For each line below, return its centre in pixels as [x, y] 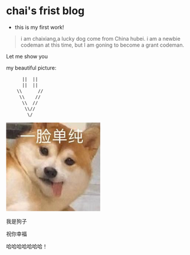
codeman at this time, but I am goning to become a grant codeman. [102, 45]
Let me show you [27, 56]
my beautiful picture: [31, 68]
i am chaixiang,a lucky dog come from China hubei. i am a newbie [101, 38]
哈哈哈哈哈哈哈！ [27, 246]
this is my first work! [39, 27]
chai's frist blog [45, 11]
